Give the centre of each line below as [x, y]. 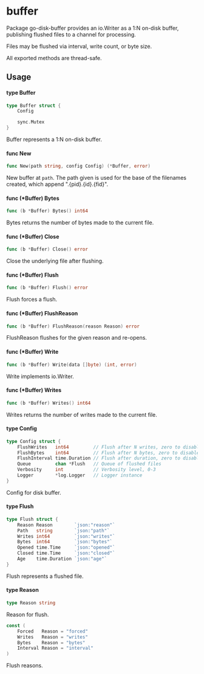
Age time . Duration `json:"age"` [62, 559]
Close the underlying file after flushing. [55, 261]
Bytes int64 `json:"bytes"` [65, 542]
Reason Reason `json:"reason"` [66, 525]
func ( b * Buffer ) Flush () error [47, 288]
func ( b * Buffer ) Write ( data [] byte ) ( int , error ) [72, 365]
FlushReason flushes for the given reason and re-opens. [77, 338]
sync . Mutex [31, 122]
